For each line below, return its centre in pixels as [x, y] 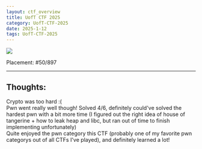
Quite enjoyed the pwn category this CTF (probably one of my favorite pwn [99, 133]
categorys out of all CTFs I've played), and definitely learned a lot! [88, 139]
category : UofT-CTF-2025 [37, 23]
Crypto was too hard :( [34, 101]
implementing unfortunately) [41, 127]
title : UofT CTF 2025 [33, 17]
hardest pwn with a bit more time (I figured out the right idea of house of [96, 114]
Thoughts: [26, 87]
